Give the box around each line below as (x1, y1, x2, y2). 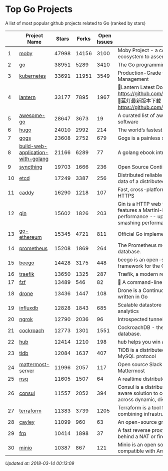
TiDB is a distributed (117, 346, 165, 353)
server (19, 367, 34, 374)
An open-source (117, 418, 157, 425)
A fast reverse (117, 426, 151, 433)
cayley (19, 418, 35, 425)
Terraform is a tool (117, 404, 161, 411)
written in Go (117, 293, 148, 300)
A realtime (117, 375, 142, 382)
